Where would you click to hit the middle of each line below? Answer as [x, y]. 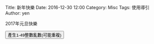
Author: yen [17, 13]
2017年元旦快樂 [21, 24]
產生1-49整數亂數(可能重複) [35, 35]
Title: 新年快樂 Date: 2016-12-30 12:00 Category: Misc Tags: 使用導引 [78, 7]
